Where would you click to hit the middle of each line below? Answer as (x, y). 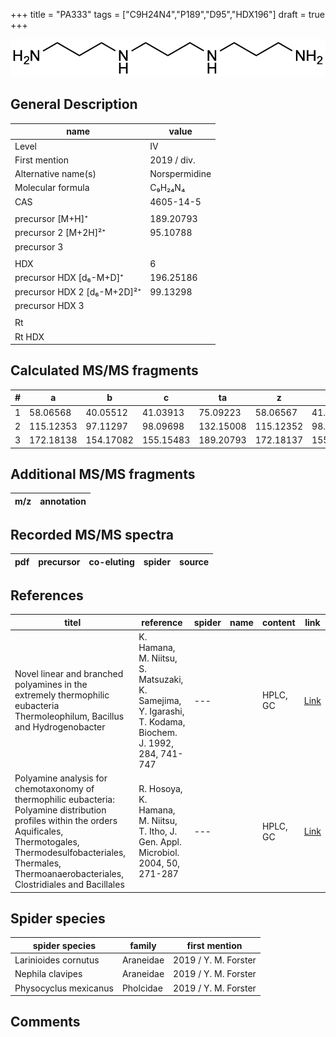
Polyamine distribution (60, 810)
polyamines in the (51, 685)
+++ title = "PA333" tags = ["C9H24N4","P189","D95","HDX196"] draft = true (168, 14)
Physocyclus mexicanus (64, 988)
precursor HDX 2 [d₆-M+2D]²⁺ (78, 291)
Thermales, (38, 863)
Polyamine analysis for (61, 778)
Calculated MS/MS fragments (104, 370)
